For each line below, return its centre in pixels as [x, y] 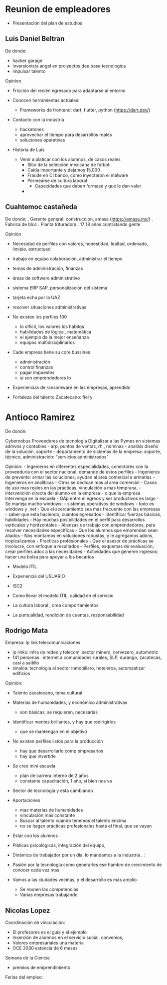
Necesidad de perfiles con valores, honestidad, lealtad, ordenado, [80, 243]
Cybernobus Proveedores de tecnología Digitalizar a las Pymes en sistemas [83, 440]
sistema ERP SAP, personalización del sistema [60, 287]
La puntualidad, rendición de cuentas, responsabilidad [68, 615]
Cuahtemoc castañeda [41, 207]
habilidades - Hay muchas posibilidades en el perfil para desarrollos [75, 519]
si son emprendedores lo [45, 377]
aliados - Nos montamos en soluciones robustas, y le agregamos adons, [79, 535]
